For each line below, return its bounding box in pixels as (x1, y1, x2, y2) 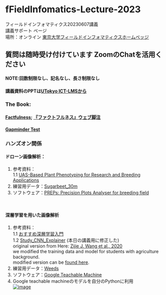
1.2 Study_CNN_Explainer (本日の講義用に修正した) (12, 237, 120, 243)
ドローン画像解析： (5, 153, 46, 160)
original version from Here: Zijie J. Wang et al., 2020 (12, 243, 123, 249)
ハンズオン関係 (5, 140, 42, 147)
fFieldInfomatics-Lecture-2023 (5, 4, 141, 15)
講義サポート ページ (5, 27, 47, 34)
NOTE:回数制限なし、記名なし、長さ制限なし (5, 75, 100, 81)
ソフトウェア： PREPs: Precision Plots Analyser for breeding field (12, 189, 149, 195)
